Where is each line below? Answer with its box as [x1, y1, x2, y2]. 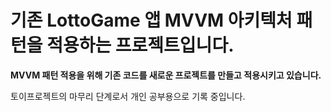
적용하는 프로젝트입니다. [46, 34, 235, 57]
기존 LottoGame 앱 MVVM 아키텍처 [10, 9, 293, 32]
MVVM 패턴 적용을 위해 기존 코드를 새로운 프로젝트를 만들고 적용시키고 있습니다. [10, 69, 322, 81]
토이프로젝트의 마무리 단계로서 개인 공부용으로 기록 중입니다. [10, 90, 246, 102]
